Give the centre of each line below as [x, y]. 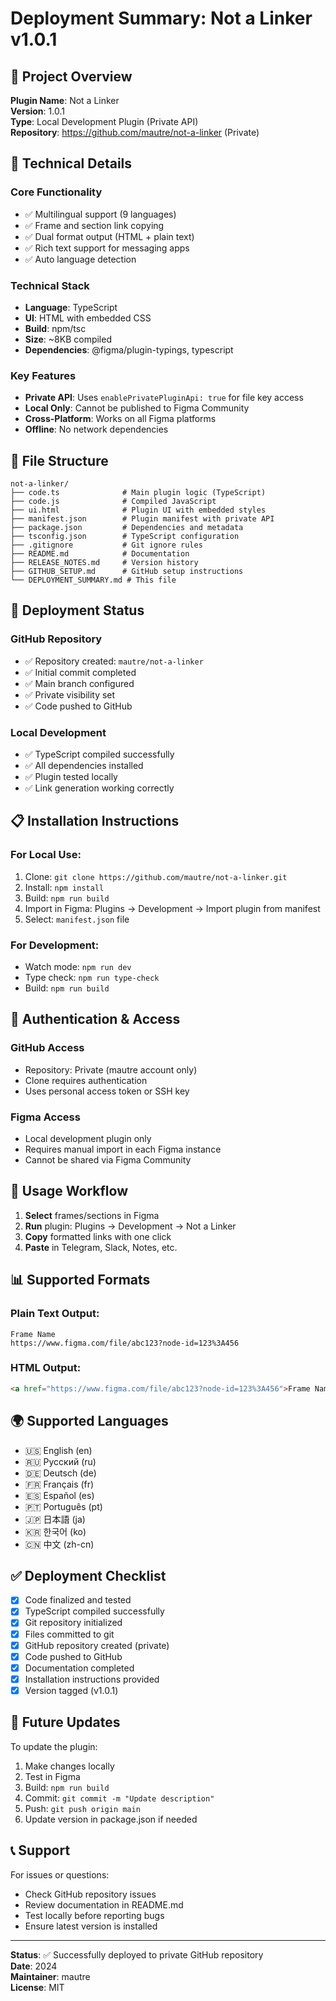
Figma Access [45, 1117]
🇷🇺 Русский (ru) [60, 1461]
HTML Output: [46, 1368]
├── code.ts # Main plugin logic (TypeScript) [138, 493]
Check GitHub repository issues [90, 1894]
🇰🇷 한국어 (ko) [55, 1531]
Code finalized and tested [78, 1600]
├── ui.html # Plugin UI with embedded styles [138, 510]
